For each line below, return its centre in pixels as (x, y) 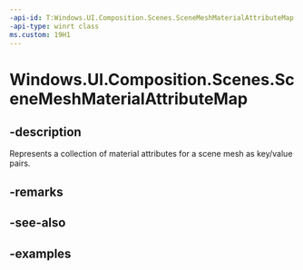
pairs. (20, 163)
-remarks (36, 192)
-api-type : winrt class (54, 26)
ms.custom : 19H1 (40, 34)
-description (45, 132)
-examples (40, 253)
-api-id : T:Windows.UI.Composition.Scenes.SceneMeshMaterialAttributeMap (152, 18)
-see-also (38, 223)
